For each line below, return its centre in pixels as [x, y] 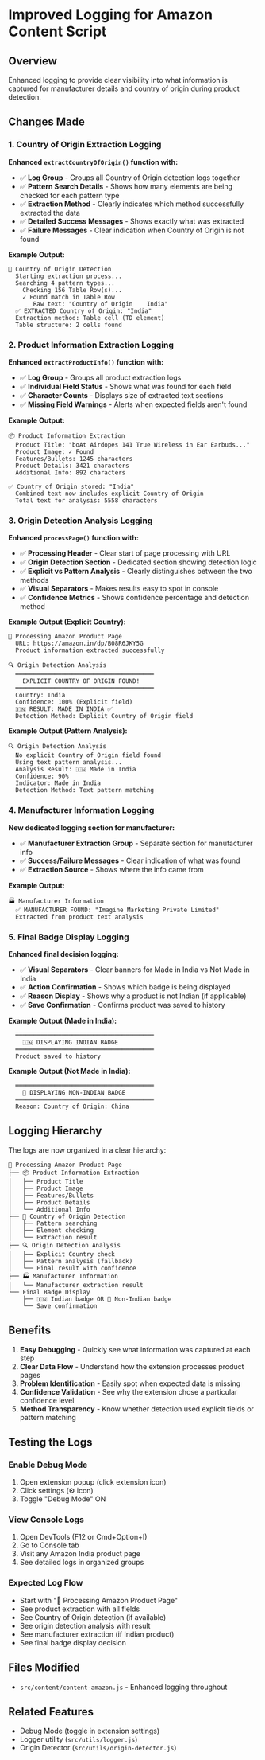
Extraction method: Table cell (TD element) [90, 318]
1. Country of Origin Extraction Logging [85, 145]
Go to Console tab [49, 1545]
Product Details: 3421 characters [72, 466]
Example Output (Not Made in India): [69, 1071]
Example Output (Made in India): [63, 1020]
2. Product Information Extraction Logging [91, 345]
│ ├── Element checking [51, 1230]
